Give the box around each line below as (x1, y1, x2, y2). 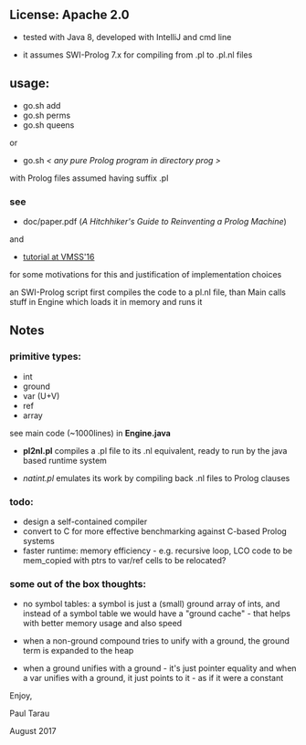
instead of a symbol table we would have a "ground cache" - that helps (22, 608, 290, 619)
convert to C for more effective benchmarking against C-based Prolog (22, 525, 288, 537)
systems (22, 535, 55, 546)
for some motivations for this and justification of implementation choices (9, 268, 282, 279)
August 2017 (9, 726, 57, 737)
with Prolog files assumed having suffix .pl (9, 173, 169, 184)
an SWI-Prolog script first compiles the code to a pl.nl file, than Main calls (9, 287, 286, 298)
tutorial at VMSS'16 (22, 251, 95, 262)
